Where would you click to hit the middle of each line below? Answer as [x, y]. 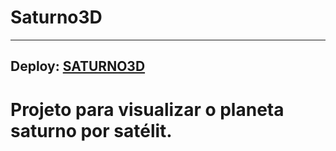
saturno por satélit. [91, 130]
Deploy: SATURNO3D [78, 66]
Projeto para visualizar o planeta [147, 109]
